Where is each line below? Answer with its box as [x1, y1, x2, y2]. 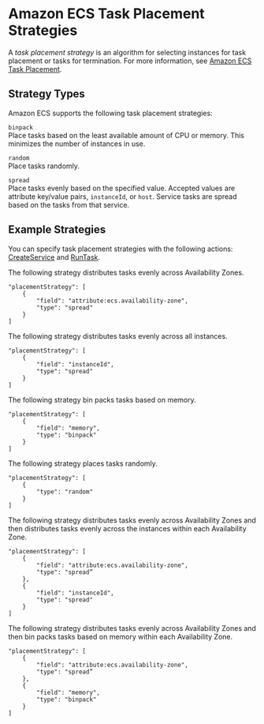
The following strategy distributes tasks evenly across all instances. [8, 331, 228, 340]
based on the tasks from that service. [8, 200, 130, 209]
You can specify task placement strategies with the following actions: [8, 244, 233, 253]
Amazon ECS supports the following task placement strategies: [8, 108, 213, 118]
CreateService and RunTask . [8, 252, 101, 261]
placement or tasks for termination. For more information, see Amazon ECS [8, 56, 252, 66]
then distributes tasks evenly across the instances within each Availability [8, 523, 247, 533]
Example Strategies [8, 223, 106, 237]
